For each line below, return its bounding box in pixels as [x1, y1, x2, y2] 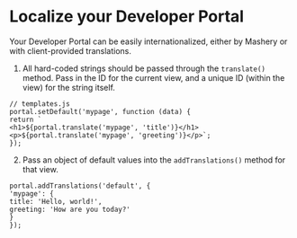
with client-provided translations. [9, 45, 132, 56]
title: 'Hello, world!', [9, 197, 103, 206]
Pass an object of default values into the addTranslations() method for [22, 154, 286, 165]
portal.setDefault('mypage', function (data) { [9, 107, 192, 116]
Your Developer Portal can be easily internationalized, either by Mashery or [9, 36, 288, 47]
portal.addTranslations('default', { [9, 181, 151, 190]
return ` [9, 115, 42, 124]
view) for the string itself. [22, 82, 115, 93]
